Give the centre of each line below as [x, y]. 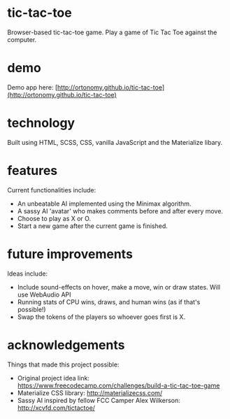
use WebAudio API [44, 294]
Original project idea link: [53, 378]
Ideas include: [27, 274]
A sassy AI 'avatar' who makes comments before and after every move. [120, 211]
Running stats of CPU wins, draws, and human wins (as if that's [109, 301]
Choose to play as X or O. [54, 218]
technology [41, 123]
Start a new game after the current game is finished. [92, 226]
